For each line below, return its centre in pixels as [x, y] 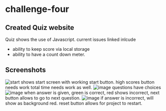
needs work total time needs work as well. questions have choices [83, 87]
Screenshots [26, 70]
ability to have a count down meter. [49, 54]
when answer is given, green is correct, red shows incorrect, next [92, 93]
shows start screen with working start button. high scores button [88, 82]
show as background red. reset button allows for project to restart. [74, 103]
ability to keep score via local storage [51, 49]
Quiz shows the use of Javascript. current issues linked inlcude [71, 39]
